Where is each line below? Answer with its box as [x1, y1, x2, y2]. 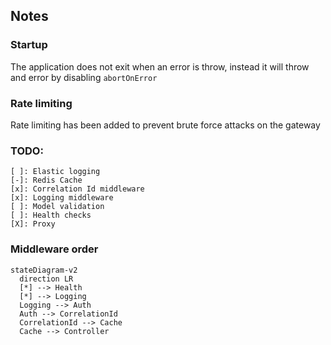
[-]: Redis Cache [10, 175, 83, 186]
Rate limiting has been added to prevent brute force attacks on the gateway [10, 119, 321, 131]
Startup [10, 38, 48, 52]
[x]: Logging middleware [10, 193, 114, 203]
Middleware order [10, 242, 99, 256]
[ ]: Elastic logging [10, 167, 101, 177]
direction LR [19, 274, 74, 284]
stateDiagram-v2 [10, 265, 78, 275]
